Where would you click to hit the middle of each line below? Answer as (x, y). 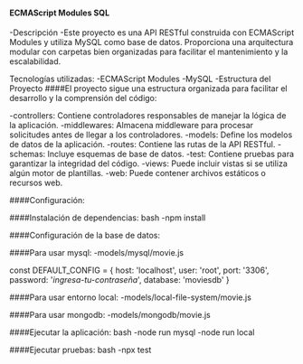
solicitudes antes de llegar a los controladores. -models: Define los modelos (151, 135)
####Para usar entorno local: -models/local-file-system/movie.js (130, 297)
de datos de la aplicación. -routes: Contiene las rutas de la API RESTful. (142, 145)
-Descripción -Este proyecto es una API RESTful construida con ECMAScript (152, 33)
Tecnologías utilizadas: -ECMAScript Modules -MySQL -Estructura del (140, 79)
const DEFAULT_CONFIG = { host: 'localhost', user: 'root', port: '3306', (139, 270)
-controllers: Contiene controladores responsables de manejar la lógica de (148, 116)
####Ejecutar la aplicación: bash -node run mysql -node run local (132, 332)
